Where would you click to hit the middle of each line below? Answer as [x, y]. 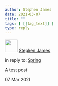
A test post [16, 70]
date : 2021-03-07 [23, 14]
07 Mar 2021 [18, 80]
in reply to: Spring [23, 60]
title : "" [15, 19]
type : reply [17, 28]
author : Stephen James [28, 10]
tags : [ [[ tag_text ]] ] [29, 24]
